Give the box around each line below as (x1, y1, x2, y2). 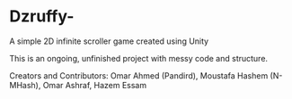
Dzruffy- (9, 6, 75, 27)
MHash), (9, 79, 41, 90)
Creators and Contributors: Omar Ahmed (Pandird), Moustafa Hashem (9, 70, 269, 81)
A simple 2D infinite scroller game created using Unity (9, 36, 209, 46)
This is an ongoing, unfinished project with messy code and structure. (9, 53, 268, 63)
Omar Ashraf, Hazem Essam (42, 79, 146, 90)
